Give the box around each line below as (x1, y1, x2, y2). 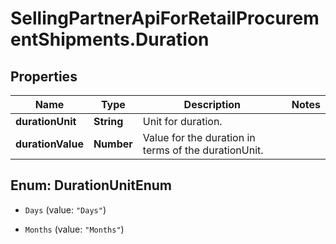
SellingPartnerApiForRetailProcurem (10, 7, 320, 30)
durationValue (15, 137, 84, 151)
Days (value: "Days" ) (24, 203, 107, 216)
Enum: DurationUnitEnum (10, 177, 173, 194)
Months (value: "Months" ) (24, 223, 125, 235)
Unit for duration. (142, 115, 223, 128)
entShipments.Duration (10, 28, 210, 51)
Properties (10, 68, 78, 85)
